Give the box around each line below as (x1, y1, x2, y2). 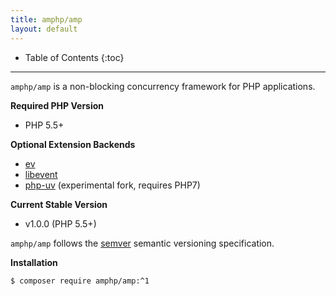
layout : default (10, 24, 78, 34)
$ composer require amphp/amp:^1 (10, 276, 150, 286)
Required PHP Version (10, 99, 105, 111)
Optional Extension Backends (10, 138, 136, 150)
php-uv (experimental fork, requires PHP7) (24, 179, 201, 191)
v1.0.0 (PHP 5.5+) (24, 217, 97, 230)
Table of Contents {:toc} (24, 51, 125, 63)
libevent (24, 168, 58, 180)
